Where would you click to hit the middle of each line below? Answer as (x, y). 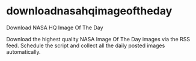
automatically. (23, 51)
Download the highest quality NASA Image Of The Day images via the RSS (98, 39)
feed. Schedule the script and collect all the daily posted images (86, 45)
